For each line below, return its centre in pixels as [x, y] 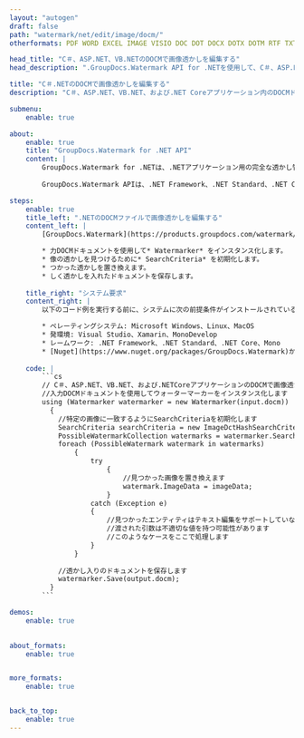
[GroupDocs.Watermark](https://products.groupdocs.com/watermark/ [170, 235]
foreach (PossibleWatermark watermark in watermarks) [161, 444]
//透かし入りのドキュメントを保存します [123, 571]
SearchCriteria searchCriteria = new [129, 427]
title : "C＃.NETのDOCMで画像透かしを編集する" [90, 84]
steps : [22, 200]
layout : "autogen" [44, 18]
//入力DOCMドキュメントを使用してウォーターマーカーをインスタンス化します [165, 394]
